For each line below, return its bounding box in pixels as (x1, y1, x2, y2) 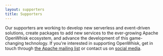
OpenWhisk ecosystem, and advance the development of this (5, 35, 128, 41)
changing (5, 40, 24, 46)
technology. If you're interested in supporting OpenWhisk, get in (25, 40, 153, 46)
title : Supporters (5, 12, 42, 16)
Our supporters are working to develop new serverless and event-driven (5, 25, 150, 30)
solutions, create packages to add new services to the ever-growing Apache (5, 30, 159, 36)
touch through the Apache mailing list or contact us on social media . (5, 45, 142, 51)
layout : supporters (5, 7, 45, 12)
